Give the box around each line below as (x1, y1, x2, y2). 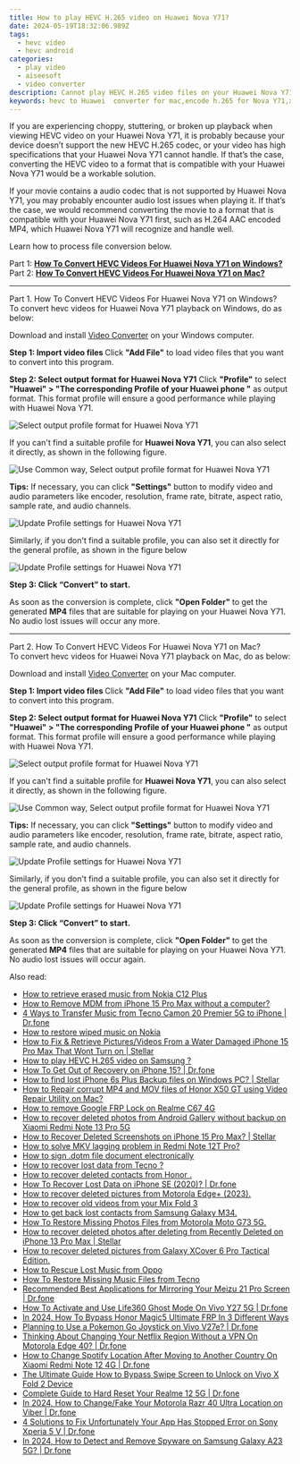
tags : (9, 30, 29, 38)
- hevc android (17, 47, 74, 55)
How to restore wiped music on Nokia (21, 1026, 161, 1038)
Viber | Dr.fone (21, 1407, 77, 1418)
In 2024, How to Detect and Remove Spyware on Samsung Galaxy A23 (21, 1435, 283, 1446)
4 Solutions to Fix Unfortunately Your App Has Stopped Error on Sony (21, 1417, 279, 1427)
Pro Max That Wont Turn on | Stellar (21, 1046, 154, 1057)
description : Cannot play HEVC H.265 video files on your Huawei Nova (9, 88, 278, 97)
